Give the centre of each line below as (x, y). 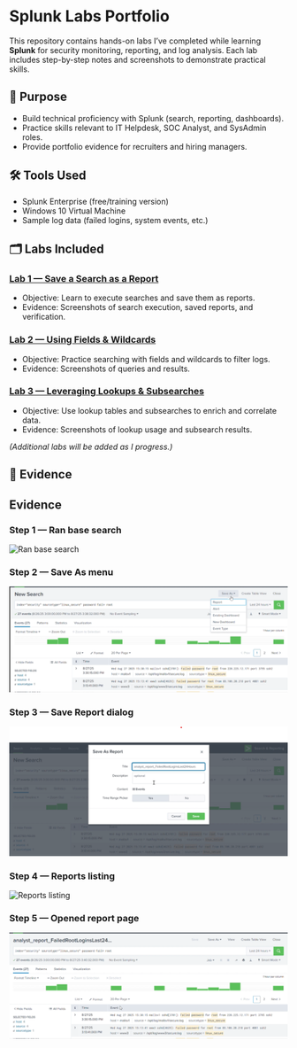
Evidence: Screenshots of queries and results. (106, 369)
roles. (32, 137)
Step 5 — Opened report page (74, 918)
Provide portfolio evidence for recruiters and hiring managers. (134, 146)
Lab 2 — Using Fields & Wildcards (83, 340)
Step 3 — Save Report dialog (72, 712)
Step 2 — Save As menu (61, 571)
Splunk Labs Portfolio (89, 16)
